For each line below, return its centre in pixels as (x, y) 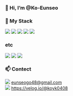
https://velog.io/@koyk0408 (39, 88)
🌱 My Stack (19, 21)
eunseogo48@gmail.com (36, 82)
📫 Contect (18, 69)
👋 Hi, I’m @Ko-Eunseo (32, 8)
